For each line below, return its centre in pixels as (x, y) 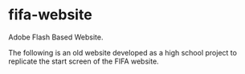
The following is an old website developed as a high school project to (122, 52)
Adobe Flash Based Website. (56, 37)
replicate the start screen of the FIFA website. (84, 61)
